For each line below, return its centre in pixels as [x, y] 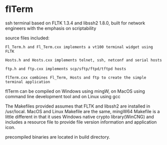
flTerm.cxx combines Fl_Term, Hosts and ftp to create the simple [76, 77]
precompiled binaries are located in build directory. [58, 137]
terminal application [28, 82]
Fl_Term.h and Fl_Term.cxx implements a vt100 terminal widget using [79, 47]
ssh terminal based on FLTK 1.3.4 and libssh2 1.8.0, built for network [75, 23]
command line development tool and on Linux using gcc [63, 96]
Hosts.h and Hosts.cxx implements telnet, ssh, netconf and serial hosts [84, 60]
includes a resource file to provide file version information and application [81, 122]
